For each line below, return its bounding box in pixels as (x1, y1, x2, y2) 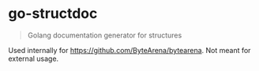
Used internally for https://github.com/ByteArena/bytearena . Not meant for (8, 45, 251, 55)
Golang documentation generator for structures (27, 30, 182, 40)
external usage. (8, 54, 59, 63)
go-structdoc (8, 5, 98, 23)
